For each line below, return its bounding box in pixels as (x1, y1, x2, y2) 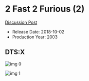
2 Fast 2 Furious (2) (5, 3, 85, 15)
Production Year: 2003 (12, 34, 58, 40)
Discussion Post (5, 19, 37, 25)
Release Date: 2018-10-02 (12, 29, 65, 34)
